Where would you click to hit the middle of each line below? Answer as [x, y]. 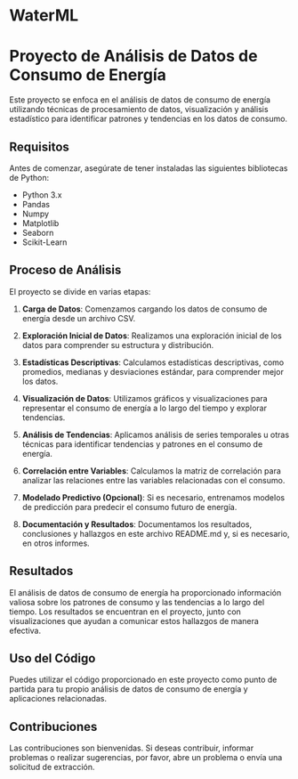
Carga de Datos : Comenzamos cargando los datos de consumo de [145, 309]
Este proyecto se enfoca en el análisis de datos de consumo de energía [140, 100]
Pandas [36, 204]
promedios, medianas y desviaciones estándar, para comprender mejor [153, 371]
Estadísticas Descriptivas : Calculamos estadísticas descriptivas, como [153, 362]
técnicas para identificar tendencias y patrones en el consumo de [142, 444]
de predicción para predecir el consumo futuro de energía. [129, 507]
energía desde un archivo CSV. [79, 318]
